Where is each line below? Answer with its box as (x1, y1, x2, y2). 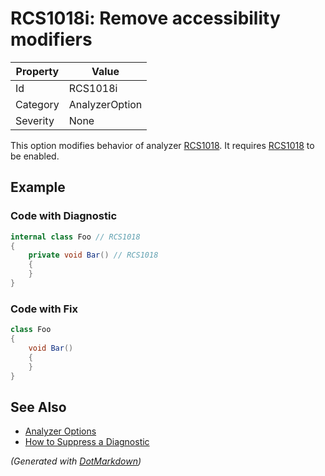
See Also (10, 398, 67, 416)
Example (10, 179, 66, 196)
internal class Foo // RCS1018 (10, 232, 141, 242)
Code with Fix (10, 302, 79, 316)
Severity (15, 113, 55, 127)
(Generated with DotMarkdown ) (10, 455, 142, 467)
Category (15, 97, 60, 111)
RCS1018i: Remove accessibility (10, 7, 281, 30)
